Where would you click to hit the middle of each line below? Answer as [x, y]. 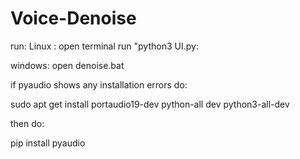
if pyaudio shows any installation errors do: [99, 84]
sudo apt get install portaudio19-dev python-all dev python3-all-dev [150, 104]
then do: [27, 123]
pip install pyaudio [48, 143]
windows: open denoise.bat [67, 65]
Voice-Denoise [73, 18]
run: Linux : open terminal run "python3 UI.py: [104, 46]
